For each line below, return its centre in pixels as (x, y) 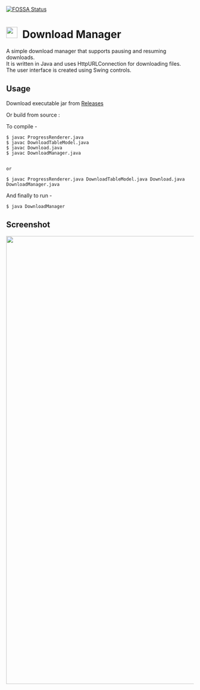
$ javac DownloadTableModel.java (48, 142)
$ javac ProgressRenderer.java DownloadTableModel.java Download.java (96, 179)
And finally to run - (29, 195)
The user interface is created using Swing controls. (69, 70)
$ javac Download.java (34, 148)
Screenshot (28, 225)
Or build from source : (33, 115)
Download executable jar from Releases (55, 103)
